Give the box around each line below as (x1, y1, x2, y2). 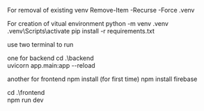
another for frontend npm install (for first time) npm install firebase (7, 75, 198, 83)
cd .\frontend (7, 89, 45, 96)
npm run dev (7, 96, 44, 104)
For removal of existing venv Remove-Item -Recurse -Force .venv (7, 6, 195, 14)
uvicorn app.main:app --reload (7, 61, 95, 69)
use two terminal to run (7, 40, 74, 48)
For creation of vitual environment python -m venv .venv (7, 20, 169, 27)
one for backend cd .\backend (7, 54, 94, 62)
